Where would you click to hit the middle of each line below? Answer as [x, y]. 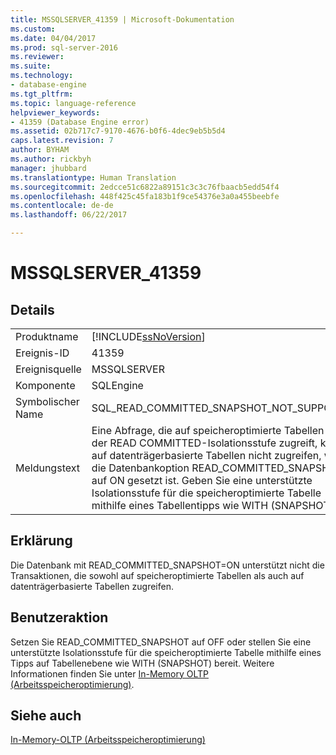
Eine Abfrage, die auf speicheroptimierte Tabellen [208, 430]
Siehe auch [46, 716]
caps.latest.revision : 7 [62, 141]
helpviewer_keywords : [55, 112]
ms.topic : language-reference [73, 103]
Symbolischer [47, 401]
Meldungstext [47, 468]
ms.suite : [31, 66]
